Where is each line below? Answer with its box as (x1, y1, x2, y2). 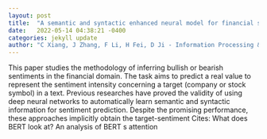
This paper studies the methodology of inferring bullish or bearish (8, 63, 224, 72)
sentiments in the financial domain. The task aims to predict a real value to (8, 71, 252, 81)
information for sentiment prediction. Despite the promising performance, (8, 105, 249, 115)
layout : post (8, 11, 52, 20)
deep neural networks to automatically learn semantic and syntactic (8, 97, 230, 106)
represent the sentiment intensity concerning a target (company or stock (8, 80, 246, 90)
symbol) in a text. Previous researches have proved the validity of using (8, 88, 242, 98)
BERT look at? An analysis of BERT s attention (8, 122, 158, 132)
